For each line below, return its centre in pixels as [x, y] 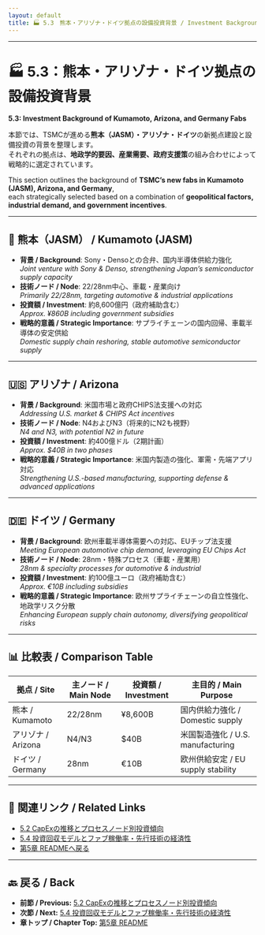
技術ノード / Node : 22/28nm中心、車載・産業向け [100, 287]
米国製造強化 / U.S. [215, 734]
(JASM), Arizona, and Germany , [61, 188]
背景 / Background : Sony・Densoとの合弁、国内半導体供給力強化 [126, 260]
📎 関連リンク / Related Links [77, 808]
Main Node [90, 695]
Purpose [216, 695]
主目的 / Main [216, 684]
